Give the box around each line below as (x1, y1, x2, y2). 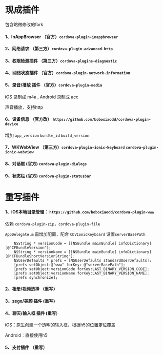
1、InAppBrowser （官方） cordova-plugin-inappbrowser (5, 34, 119, 40)
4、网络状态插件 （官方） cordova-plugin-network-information (5, 70, 131, 76)
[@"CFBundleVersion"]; (5, 245, 51, 250)
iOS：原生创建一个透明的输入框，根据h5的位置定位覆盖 (5, 322, 116, 328)
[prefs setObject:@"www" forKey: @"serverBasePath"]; (14, 262, 125, 267)
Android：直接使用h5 (5, 333, 48, 338)
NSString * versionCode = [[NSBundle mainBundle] (14, 241, 117, 246)
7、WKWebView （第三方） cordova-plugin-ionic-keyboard (5, 145, 125, 150)
